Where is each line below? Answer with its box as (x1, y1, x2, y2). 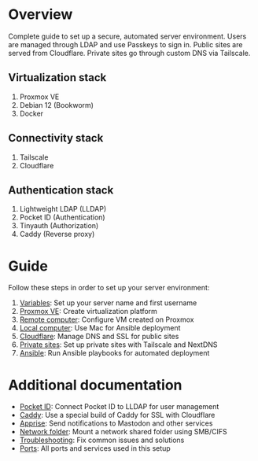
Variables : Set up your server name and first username (19, 298, 197, 308)
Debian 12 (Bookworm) (19, 100, 94, 109)
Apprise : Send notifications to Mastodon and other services (19, 419, 213, 428)
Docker (19, 109, 44, 118)
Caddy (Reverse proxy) (19, 230, 95, 239)
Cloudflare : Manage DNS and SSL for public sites (19, 332, 179, 341)
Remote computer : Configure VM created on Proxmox (19, 315, 194, 324)
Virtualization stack (8, 71, 107, 84)
